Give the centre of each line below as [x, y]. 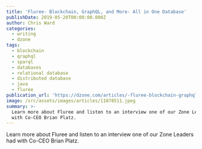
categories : [21, 28]
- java [20, 84]
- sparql [23, 62]
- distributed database [41, 78]
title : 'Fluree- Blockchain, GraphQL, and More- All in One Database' [96, 12]
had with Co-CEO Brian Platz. [43, 141]
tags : [13, 45]
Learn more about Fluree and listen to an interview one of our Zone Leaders [100, 135]
